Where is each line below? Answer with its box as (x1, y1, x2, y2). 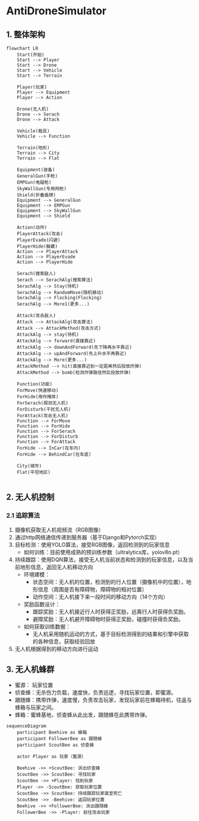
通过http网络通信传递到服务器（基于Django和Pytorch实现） (14, 533, 160, 541)
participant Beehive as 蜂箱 (17, 729, 87, 735)
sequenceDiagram (6, 723, 46, 729)
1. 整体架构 (6, 29, 46, 39)
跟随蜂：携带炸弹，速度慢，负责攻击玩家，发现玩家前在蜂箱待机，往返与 (14, 696, 192, 703)
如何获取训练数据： (23, 623, 71, 630)
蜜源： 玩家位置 (14, 681, 53, 688)
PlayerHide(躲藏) (17, 244, 58, 249)
